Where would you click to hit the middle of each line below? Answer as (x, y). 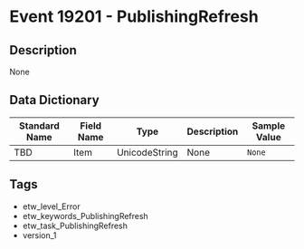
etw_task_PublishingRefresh (75, 225)
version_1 (39, 235)
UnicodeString (147, 152)
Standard (39, 126)
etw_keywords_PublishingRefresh (85, 215)
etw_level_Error (51, 206)
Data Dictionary (54, 100)
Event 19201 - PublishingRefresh (134, 17)
